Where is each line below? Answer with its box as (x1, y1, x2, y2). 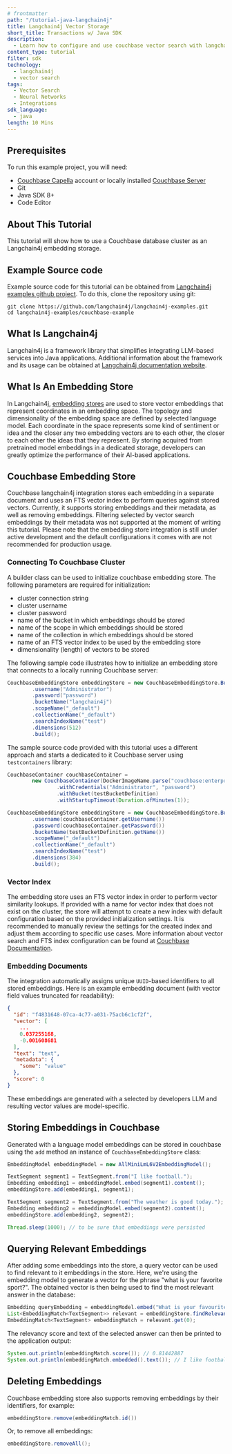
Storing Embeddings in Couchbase (7, 1122, 160, 1134)
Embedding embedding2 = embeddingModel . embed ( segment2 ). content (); (7, 1205, 206, 1212)
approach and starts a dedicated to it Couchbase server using (7, 750, 184, 759)
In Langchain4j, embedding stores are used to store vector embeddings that (7, 399, 224, 407)
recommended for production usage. (7, 540, 112, 549)
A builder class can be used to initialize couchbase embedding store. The (7, 573, 216, 581)
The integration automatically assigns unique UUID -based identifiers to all (7, 977, 215, 985)
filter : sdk (7, 55, 41, 62)
